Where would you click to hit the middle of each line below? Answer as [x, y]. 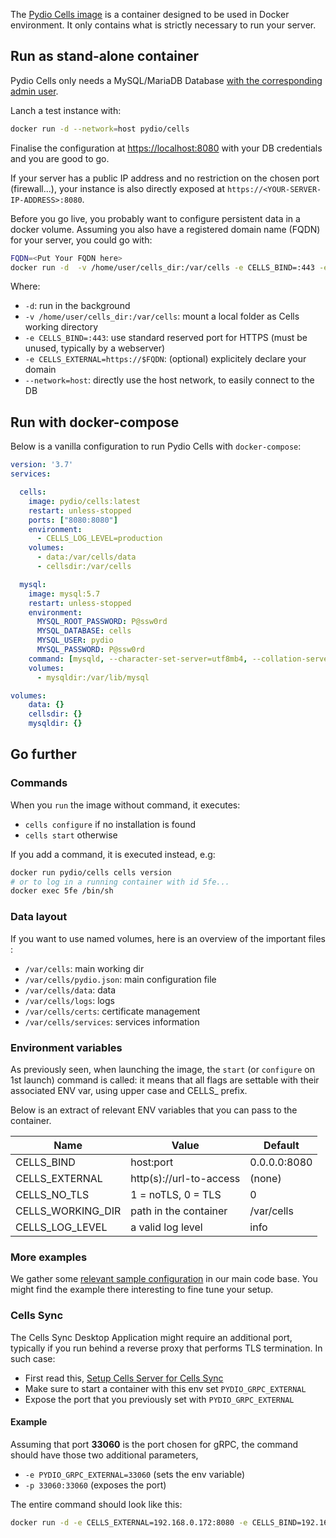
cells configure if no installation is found [110, 824]
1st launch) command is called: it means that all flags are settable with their [165, 1080]
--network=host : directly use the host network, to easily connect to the [169, 380]
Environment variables [66, 1047]
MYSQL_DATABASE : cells [84, 631]
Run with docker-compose [95, 422]
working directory [61, 327]
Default [281, 1145]
